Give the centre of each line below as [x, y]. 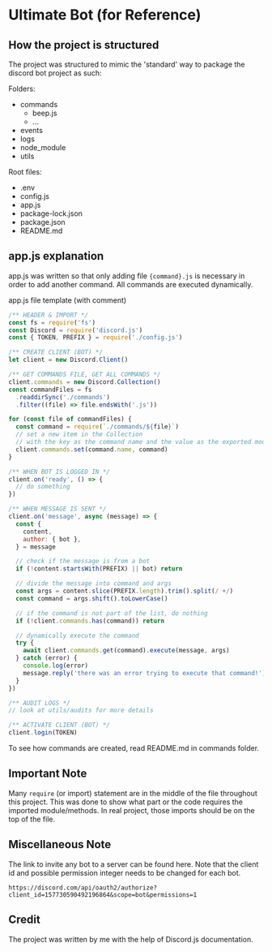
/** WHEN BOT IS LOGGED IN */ [59, 472]
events [31, 130]
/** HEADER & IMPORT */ [49, 315]
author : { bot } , [52, 539]
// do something [43, 487]
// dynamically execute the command [77, 635]
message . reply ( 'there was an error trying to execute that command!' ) [144, 673]
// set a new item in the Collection [79, 435]
